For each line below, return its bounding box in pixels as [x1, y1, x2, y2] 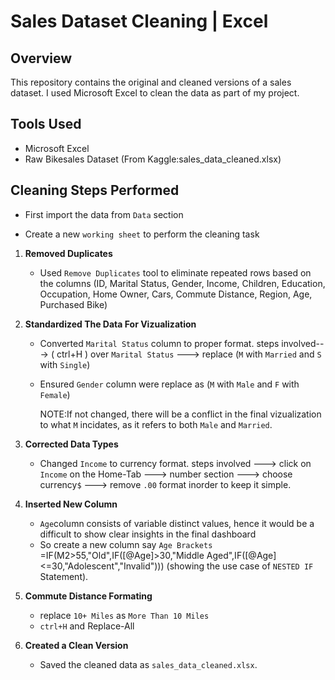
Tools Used [10, 116, 82, 133]
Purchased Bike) [39, 298, 108, 310]
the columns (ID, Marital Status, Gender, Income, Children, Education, [39, 277, 326, 289]
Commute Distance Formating [24, 590, 153, 602]
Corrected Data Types [24, 438, 119, 450]
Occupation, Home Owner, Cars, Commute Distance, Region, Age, [39, 288, 313, 300]
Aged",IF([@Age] [206, 549, 277, 561]
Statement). [39, 570, 89, 582]
